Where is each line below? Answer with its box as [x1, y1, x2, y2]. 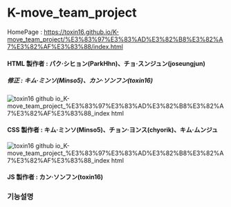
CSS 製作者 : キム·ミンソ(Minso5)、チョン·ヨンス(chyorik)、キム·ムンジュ [7, 126, 219, 134]
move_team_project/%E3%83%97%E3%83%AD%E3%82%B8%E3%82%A [7, 35, 223, 43]
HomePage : [7, 28, 43, 36]
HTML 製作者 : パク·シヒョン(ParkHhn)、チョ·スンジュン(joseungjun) [7, 59, 206, 67]
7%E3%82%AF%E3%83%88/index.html [7, 42, 123, 51]
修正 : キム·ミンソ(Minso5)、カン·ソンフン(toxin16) [7, 76, 154, 84]
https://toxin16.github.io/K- [44, 28, 120, 36]
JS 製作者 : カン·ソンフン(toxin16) [7, 173, 104, 181]
